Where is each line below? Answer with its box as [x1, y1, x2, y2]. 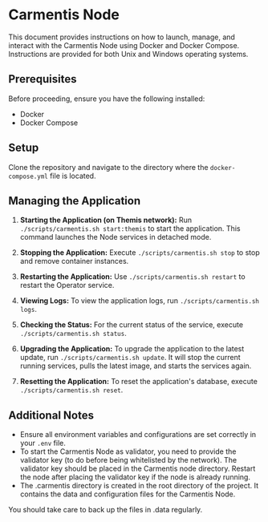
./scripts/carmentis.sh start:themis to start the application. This [19, 224, 241, 233]
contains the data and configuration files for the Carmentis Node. [19, 489, 236, 499]
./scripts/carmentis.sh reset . [19, 385, 124, 395]
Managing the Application [8, 194, 141, 208]
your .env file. [19, 439, 67, 448]
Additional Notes [8, 408, 95, 422]
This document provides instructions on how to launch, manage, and [8, 32, 235, 42]
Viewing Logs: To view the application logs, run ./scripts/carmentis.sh [19, 296, 259, 306]
